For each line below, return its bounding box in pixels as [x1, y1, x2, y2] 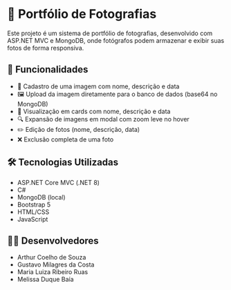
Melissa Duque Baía [17, 275, 74, 284]
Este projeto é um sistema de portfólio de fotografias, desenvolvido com [7, 29, 213, 37]
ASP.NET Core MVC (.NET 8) [17, 178, 100, 186]
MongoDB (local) [17, 193, 66, 201]
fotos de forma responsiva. [7, 43, 84, 52]
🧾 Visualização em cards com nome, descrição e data [17, 107, 171, 115]
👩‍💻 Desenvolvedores [7, 235, 99, 246]
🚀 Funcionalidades [7, 64, 89, 75]
